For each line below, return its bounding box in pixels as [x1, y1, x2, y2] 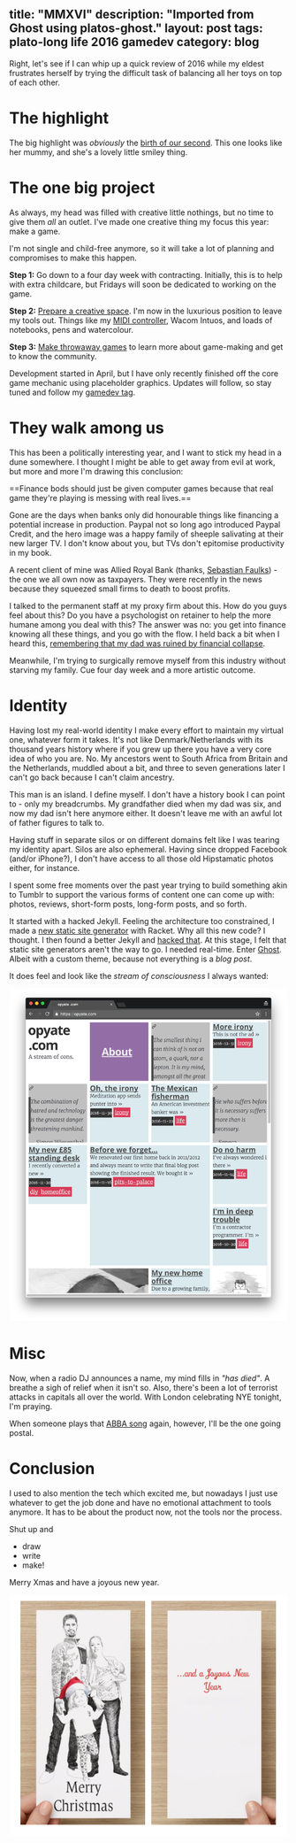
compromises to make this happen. [9, 252, 137, 263]
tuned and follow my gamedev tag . [9, 387, 136, 397]
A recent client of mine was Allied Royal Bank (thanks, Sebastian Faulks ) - [9, 564, 278, 574]
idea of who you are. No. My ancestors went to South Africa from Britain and [9, 752, 288, 764]
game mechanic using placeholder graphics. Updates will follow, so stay [9, 377, 272, 388]
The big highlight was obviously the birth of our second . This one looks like [9, 137, 283, 148]
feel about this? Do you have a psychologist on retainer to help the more [9, 610, 272, 621]
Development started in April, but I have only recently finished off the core [9, 367, 279, 379]
